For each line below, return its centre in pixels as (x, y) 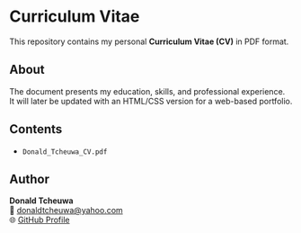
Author (29, 179)
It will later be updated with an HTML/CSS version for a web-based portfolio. (151, 101)
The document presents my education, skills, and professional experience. (147, 91)
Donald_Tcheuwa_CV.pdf (65, 152)
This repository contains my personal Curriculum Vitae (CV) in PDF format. (149, 41)
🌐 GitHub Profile (40, 220)
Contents (36, 129)
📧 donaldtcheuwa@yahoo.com (66, 211)
